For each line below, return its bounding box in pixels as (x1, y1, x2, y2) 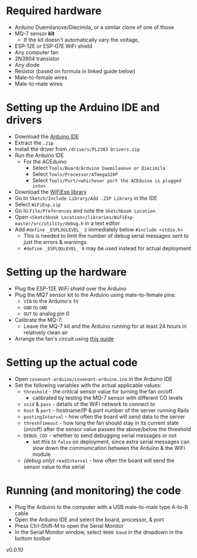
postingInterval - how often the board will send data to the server (23, 413, 186, 420)
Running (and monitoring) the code (6, 484, 181, 497)
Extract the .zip (14, 139, 54, 146)
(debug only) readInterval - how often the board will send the (23, 456, 175, 464)
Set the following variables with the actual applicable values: (14, 381, 162, 389)
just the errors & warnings (23, 238, 87, 246)
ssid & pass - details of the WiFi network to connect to (23, 400, 155, 407)
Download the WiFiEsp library (14, 188, 87, 195)
